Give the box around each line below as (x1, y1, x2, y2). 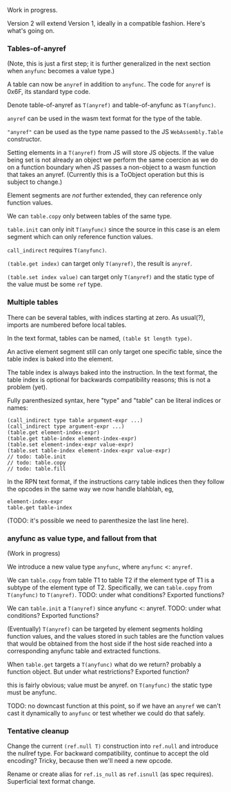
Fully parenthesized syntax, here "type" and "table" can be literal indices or (7, 396, 221, 404)
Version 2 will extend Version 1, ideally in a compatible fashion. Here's (7, 19, 205, 27)
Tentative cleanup (7, 726, 69, 735)
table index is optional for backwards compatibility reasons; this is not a (7, 375, 211, 384)
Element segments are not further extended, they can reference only (7, 191, 202, 200)
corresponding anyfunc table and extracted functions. (7, 646, 161, 655)
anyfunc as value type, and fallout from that (7, 534, 157, 543)
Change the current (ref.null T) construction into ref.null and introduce (7, 742, 219, 751)
